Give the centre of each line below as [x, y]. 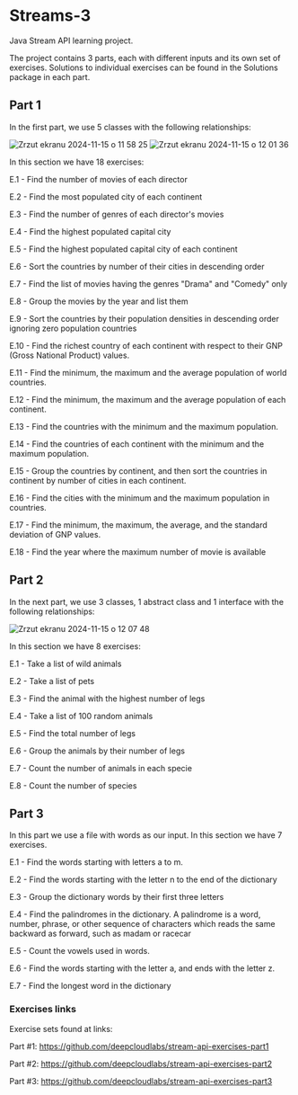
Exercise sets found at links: [61, 1028]
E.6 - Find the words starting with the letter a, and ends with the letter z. [142, 968]
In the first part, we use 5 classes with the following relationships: [130, 127]
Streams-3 [50, 16]
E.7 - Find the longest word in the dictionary [91, 986]
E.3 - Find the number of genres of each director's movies [117, 214]
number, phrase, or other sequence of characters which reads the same [142, 924]
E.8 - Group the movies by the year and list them [99, 301]
